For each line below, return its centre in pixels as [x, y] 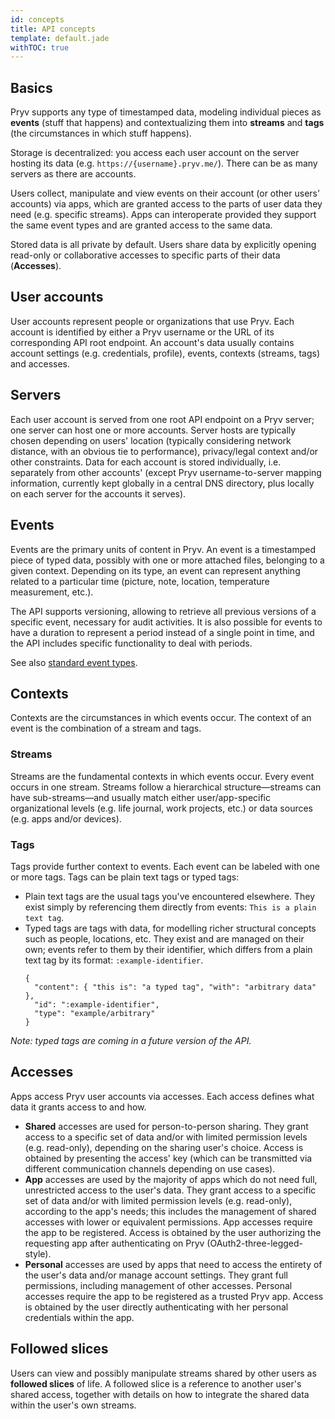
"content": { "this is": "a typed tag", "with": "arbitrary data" [175, 987]
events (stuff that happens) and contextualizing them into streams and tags [167, 123]
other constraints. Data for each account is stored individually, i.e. [146, 462]
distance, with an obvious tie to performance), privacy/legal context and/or [164, 451]
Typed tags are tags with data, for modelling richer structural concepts [170, 928]
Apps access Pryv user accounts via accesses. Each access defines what [162, 1096]
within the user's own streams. [73, 1405]
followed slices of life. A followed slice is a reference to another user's [156, 1383]
